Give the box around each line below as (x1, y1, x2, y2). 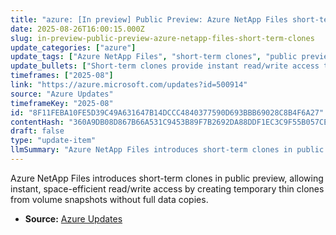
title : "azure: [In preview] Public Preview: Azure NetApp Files (10, 14, 288, 25)
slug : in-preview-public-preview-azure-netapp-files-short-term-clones (10, 33, 315, 43)
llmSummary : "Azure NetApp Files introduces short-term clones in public (10, 145, 325, 155)
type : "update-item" (10, 136, 97, 146)
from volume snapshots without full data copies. (10, 193, 209, 205)
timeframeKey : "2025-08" (10, 98, 114, 108)
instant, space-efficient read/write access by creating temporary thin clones (10, 182, 325, 195)
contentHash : (10, 117, 65, 127)
